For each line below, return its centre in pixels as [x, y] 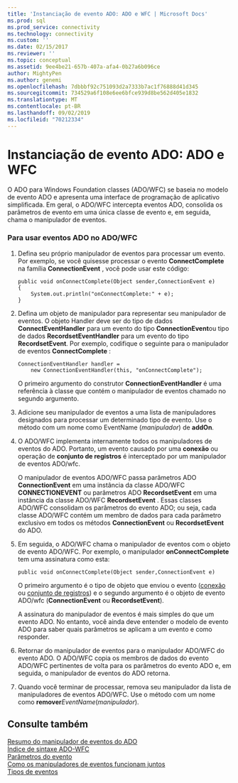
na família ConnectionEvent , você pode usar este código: [103, 268]
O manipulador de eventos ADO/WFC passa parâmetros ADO [107, 477]
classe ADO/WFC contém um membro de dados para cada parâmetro [119, 515]
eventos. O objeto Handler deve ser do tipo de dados [95, 321]
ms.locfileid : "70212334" [45, 119]
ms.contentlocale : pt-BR [44, 106]
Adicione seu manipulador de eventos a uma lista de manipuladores [117, 412]
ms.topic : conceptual [39, 60]
